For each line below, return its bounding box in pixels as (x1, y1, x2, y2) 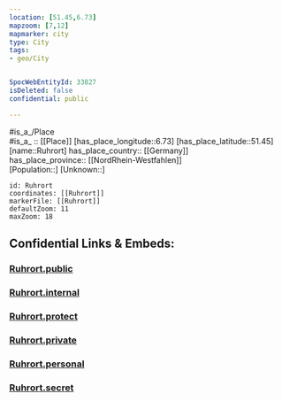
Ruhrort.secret (9, 382, 74, 394)
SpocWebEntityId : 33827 (9, 78, 97, 87)
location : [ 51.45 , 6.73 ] (9, 12, 97, 22)
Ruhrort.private (9, 334, 78, 346)
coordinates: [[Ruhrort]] (9, 189, 104, 197)
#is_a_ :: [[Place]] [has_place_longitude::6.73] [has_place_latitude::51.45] (9, 135, 274, 146)
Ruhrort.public (9, 262, 73, 274)
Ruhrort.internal (9, 286, 80, 298)
